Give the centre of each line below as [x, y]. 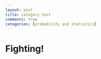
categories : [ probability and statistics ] [51, 24]
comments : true [21, 19]
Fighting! [25, 49]
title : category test [28, 15]
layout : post [19, 10]
